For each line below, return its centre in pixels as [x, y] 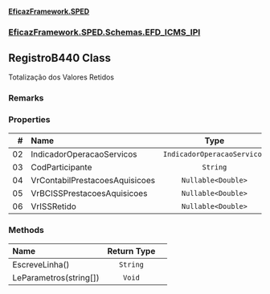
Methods [26, 231]
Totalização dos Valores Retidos [61, 77]
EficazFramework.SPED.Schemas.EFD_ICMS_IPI [104, 32]
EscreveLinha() [41, 264]
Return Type [131, 251]
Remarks [26, 98]
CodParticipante [61, 167]
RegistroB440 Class [59, 57]
